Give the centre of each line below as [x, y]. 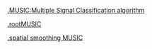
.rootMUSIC [24, 24]
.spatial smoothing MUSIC [45, 38]
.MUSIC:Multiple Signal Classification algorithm [76, 10]
